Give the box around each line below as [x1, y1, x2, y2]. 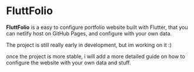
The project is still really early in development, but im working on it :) [6, 41, 172, 48]
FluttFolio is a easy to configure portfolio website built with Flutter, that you [6, 24, 188, 31]
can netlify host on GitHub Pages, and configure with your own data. [6, 30, 172, 37]
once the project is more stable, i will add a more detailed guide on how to [6, 53, 185, 60]
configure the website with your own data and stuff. [6, 59, 131, 66]
